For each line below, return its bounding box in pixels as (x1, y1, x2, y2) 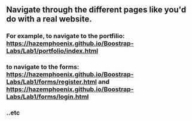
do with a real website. (6, 14, 92, 24)
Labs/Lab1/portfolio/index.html (6, 47, 99, 55)
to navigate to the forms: (6, 63, 80, 71)
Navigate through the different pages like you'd (6, 5, 187, 15)
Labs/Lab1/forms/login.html (6, 92, 89, 101)
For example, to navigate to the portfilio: (6, 32, 125, 41)
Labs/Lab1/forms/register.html (6, 77, 97, 86)
